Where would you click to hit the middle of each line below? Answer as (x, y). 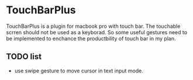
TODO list (24, 57)
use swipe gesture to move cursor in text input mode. (79, 71)
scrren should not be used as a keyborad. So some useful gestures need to (97, 32)
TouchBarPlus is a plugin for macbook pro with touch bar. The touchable (93, 26)
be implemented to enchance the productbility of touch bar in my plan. (91, 38)
